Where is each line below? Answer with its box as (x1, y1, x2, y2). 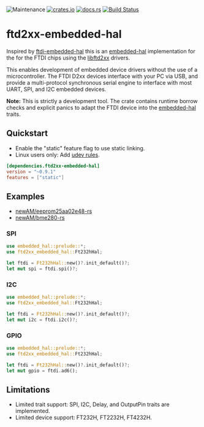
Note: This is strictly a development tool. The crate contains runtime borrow (6, 97, 198, 104)
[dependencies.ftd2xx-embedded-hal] (6, 163, 100, 169)
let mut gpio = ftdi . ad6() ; (6, 367, 78, 374)
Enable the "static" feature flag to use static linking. (15, 144, 145, 152)
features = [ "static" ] (6, 174, 64, 180)
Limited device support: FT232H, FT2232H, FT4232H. (15, 414, 152, 421)
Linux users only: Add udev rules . (15, 151, 100, 158)
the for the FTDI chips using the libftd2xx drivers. (6, 54, 130, 61)
